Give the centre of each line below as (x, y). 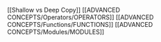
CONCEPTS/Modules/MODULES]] (56, 32)
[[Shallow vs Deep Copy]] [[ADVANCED (63, 10)
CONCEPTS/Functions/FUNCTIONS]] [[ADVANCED (80, 24)
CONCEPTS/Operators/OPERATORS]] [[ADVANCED (80, 17)
